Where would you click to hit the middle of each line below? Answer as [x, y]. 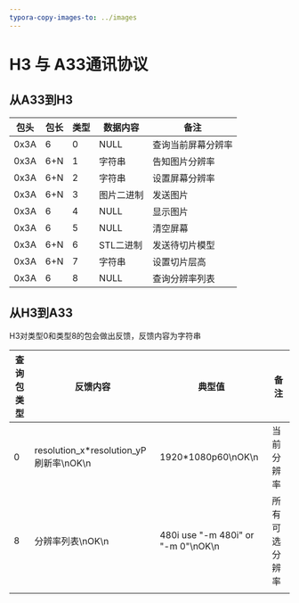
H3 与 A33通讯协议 [79, 64]
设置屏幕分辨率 [184, 178]
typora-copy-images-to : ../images [73, 17]
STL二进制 [121, 244]
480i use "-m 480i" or [207, 535]
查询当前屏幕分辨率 [193, 145]
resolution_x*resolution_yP [90, 450]
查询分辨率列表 [184, 278]
